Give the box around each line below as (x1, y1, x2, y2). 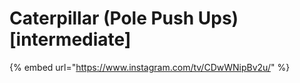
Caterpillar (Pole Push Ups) (9, 7, 239, 30)
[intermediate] (9, 28, 132, 51)
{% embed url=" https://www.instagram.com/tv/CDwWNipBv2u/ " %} (9, 61, 291, 73)
